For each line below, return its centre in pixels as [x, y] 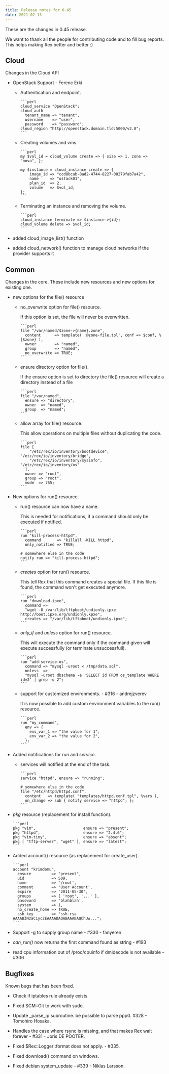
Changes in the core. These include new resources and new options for [80, 282]
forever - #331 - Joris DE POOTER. [49, 1036]
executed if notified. [41, 522]
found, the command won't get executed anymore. [73, 587]
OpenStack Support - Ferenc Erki [47, 83]
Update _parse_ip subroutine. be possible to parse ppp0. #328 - [80, 1015]
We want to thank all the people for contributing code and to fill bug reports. [85, 39]
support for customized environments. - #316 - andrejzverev [83, 694]
